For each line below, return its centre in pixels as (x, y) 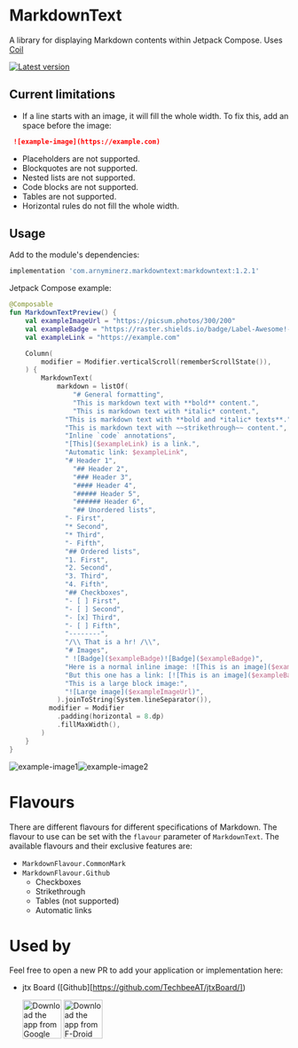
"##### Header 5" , (106, 493)
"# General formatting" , (118, 395)
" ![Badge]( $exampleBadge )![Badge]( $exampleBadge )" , (165, 659)
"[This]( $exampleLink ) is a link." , (133, 445)
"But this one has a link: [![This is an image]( (158, 675)
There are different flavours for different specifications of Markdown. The (143, 827)
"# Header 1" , (91, 461)
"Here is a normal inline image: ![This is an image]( (169, 666)
